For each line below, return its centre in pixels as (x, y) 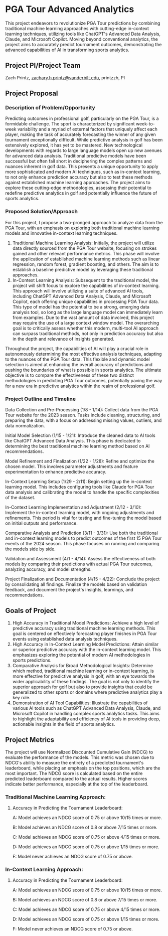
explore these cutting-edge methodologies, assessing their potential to (78, 188)
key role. (21, 697)
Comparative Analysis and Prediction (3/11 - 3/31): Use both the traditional (81, 533)
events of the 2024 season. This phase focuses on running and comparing (82, 544)
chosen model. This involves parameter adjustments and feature (72, 466)
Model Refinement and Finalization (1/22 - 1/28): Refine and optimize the (80, 461)
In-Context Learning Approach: (44, 869)
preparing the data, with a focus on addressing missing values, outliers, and (83, 420)
